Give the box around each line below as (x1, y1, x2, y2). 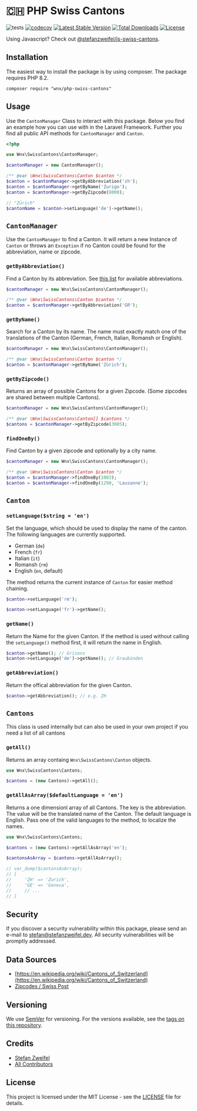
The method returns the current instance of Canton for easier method (6, 578, 173, 586)
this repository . (6, 1022, 43, 1029)
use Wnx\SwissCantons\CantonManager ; (6, 152, 99, 158)
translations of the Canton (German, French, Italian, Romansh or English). (6, 334, 183, 342)
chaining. (6, 585, 29, 592)
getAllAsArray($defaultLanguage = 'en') (6, 792, 123, 799)
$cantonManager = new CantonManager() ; (6, 162, 104, 168)
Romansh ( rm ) (14, 560, 48, 568)
